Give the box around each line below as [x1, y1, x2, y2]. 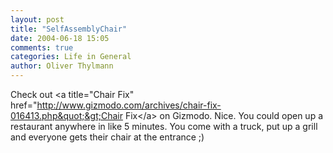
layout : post [10, 14, 65, 25]
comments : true [10, 42, 74, 53]
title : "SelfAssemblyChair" [10, 24, 128, 34]
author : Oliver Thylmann [10, 61, 114, 71]
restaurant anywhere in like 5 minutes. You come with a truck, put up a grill [10, 121, 318, 132]
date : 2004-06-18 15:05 [10, 33, 110, 43]
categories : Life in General [10, 52, 132, 62]
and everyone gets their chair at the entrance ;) [10, 131, 205, 143]
